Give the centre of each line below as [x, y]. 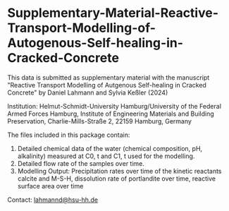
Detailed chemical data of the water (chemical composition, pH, [110, 148]
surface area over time [50, 186]
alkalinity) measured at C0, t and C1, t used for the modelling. [106, 156]
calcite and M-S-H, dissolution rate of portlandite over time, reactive [117, 179]
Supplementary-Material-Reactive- [113, 13]
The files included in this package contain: [69, 135]
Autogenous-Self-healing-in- [95, 43]
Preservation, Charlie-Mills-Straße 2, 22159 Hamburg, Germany [100, 121]
